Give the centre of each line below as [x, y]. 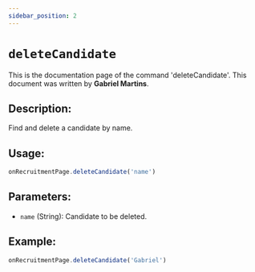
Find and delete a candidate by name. [71, 128]
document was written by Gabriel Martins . [79, 83]
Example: [32, 242]
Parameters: [40, 197]
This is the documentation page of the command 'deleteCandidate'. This [127, 75]
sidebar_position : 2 [43, 16]
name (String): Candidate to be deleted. [83, 216]
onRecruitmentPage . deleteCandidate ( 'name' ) [82, 172]
